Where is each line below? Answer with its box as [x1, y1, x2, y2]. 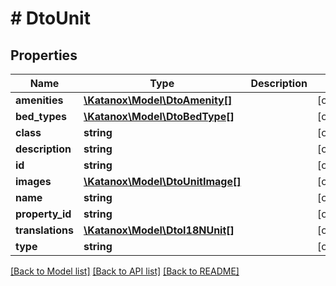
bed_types [15, 110, 68, 123]
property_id [15, 207, 72, 221]
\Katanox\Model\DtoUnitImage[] [83, 175, 242, 188]
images [15, 175, 52, 188]
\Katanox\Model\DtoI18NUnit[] [83, 223, 235, 237]
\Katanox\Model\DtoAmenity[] [83, 93, 233, 107]
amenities [15, 93, 64, 107]
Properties [10, 47, 78, 64]
